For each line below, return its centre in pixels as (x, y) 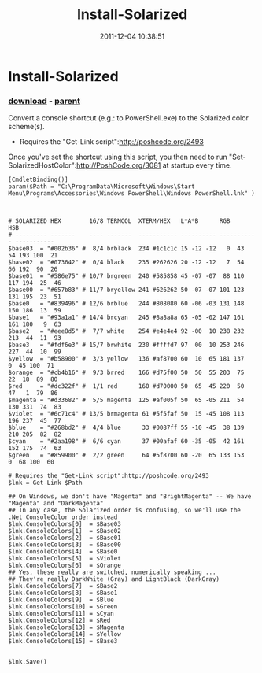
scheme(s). (26, 127)
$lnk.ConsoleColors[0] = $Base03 (65, 524)
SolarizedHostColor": (42, 165)
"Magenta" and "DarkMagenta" (56, 504)
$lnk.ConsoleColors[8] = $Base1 (63, 593)
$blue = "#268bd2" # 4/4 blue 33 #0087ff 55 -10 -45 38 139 (126, 428)
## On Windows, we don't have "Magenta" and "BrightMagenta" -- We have (130, 497)
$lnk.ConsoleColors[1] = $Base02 (65, 531)
